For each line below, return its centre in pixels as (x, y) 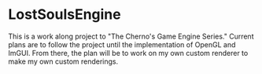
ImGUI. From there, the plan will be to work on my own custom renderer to (128, 53)
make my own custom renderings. (63, 61)
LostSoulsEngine (65, 15)
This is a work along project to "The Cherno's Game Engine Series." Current (131, 36)
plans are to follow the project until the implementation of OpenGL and (122, 44)
